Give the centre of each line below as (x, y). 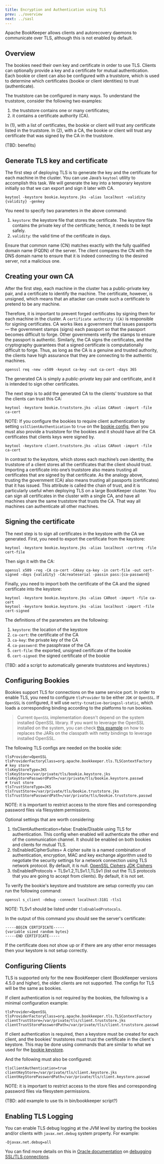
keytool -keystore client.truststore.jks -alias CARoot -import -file (79, 446)
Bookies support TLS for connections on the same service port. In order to (80, 692)
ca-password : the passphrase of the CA (51, 645)
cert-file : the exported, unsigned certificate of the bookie (71, 650)
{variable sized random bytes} (37, 932)
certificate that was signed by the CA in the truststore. (59, 136)
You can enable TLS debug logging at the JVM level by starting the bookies (81, 1128)
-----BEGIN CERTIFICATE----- (35, 927)
